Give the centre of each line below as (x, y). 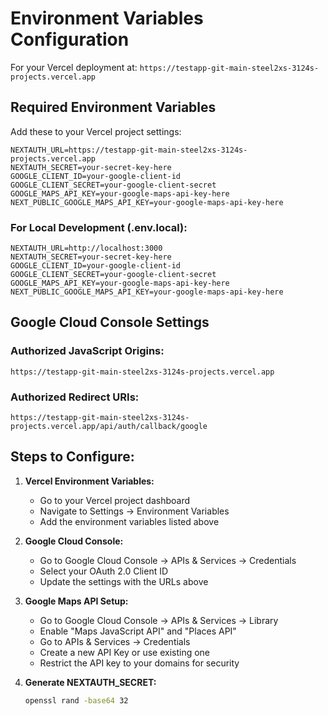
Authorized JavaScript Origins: (87, 351)
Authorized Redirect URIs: (75, 397)
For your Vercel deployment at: (74, 67)
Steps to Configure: (72, 457)
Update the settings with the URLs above (124, 581)
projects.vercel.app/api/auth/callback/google (109, 427)
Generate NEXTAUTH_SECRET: (90, 682)
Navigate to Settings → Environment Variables (134, 511)
